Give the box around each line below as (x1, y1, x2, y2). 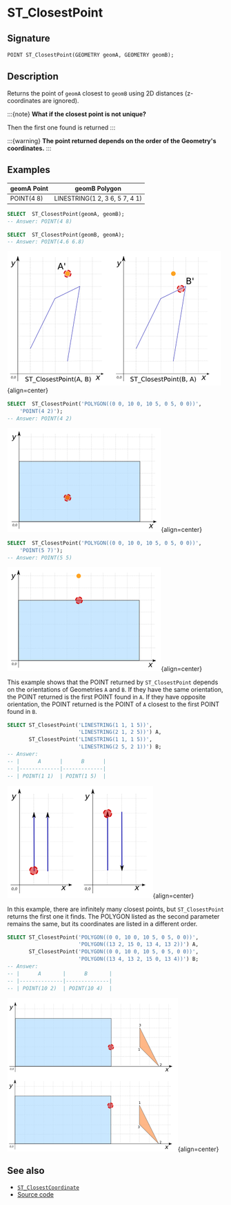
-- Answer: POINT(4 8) (7, 218, 72, 225)
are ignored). (42, 96, 79, 104)
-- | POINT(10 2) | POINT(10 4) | (7, 984, 112, 992)
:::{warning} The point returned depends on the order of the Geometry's (7, 136, 217, 145)
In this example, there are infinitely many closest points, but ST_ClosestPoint (7, 905, 224, 913)
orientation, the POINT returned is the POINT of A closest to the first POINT (7, 700, 220, 708)
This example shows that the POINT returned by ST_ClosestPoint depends (7, 678, 219, 686)
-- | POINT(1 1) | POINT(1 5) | (7, 773, 107, 780)
